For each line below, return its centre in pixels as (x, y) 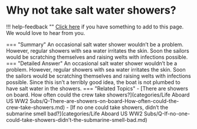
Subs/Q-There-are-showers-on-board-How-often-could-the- (104, 101)
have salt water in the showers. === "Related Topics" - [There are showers (97, 88)
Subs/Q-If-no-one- (167, 114)
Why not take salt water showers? (91, 10)
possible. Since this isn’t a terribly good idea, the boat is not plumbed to (93, 82)
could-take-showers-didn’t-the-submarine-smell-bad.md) (77, 120)
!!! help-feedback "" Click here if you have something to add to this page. (95, 27)
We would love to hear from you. (46, 33)
